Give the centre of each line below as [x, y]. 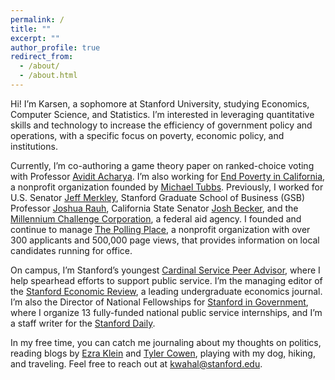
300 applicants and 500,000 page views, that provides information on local [165, 240]
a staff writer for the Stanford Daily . [83, 323]
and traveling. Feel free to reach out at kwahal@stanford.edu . [136, 363]
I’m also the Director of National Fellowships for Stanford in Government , [159, 302]
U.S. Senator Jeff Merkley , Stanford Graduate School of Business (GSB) [158, 197]
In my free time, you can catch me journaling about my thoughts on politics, [166, 342]
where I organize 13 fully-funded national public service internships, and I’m [166, 312]
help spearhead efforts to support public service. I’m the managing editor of [166, 280]
